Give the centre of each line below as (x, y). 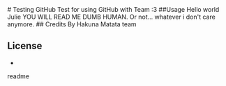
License (25, 46)
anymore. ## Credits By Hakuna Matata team (72, 24)
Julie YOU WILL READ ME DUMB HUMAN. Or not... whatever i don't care (112, 17)
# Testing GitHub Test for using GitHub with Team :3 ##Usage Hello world (113, 9)
